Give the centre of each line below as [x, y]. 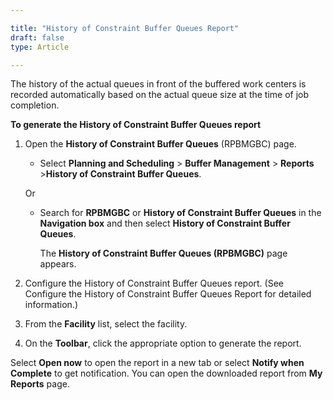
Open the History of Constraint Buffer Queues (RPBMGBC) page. [160, 144]
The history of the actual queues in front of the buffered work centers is [158, 84]
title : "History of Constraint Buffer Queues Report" [125, 28]
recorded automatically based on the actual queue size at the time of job [160, 95]
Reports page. [40, 384]
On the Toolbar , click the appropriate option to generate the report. [163, 343]
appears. [58, 264]
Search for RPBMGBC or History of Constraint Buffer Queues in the [180, 213]
